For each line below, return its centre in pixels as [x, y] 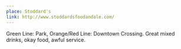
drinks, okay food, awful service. [46, 40]
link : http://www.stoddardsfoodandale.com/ [60, 17]
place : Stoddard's [29, 11]
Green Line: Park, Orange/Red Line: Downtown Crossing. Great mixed [90, 33]
